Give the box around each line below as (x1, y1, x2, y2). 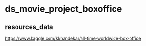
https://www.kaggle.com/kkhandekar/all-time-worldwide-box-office (5, 35, 141, 41)
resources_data (5, 23, 53, 31)
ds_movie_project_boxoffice (5, 3, 122, 15)
